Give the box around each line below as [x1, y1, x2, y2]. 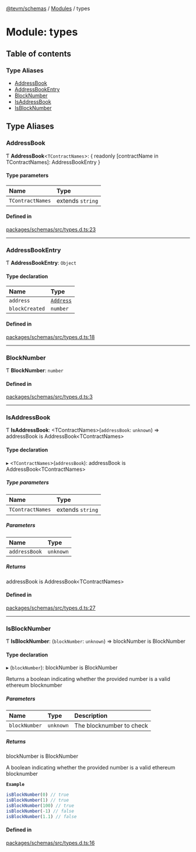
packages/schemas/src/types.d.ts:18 [6, 333, 95, 340]
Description [74, 711, 108, 720]
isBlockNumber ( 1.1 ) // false [6, 813, 77, 819]
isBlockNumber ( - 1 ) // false [6, 808, 75, 814]
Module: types [6, 26, 78, 39]
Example [6, 782, 25, 788]
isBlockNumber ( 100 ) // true [6, 802, 75, 809]
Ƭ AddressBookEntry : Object [6, 259, 77, 266]
